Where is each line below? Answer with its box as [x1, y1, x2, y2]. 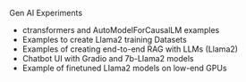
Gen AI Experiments [9, 8, 83, 18]
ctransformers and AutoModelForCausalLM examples [21, 25, 220, 35]
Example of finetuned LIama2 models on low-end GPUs [21, 62, 227, 73]
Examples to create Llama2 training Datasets [21, 35, 188, 45]
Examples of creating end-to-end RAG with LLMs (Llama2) [21, 44, 239, 54]
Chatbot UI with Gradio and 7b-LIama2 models [21, 53, 194, 63]
